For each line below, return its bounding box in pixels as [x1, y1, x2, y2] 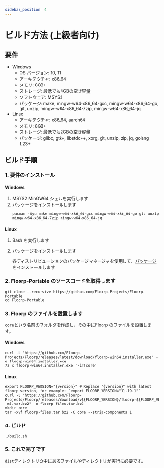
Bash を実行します [12, 237, 50, 243]
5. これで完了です [5, 446, 46, 452]
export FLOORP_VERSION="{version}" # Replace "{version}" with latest [5, 384, 152, 389]
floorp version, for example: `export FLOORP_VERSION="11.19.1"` [5, 389, 141, 394]
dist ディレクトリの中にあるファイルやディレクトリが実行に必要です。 [5, 458, 145, 464]
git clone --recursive [5, 289, 51, 294]
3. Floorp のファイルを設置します [5, 310, 83, 317]
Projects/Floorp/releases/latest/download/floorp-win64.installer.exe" [5, 355, 154, 360]
